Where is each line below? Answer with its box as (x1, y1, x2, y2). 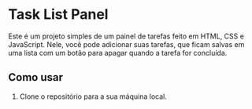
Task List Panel (8, 5, 109, 24)
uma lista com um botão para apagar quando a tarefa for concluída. (8, 48, 228, 57)
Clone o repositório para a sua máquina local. (19, 92, 167, 101)
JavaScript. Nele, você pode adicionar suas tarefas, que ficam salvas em (8, 39, 245, 49)
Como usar (8, 71, 64, 84)
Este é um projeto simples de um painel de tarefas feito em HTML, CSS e (8, 31, 244, 41)
